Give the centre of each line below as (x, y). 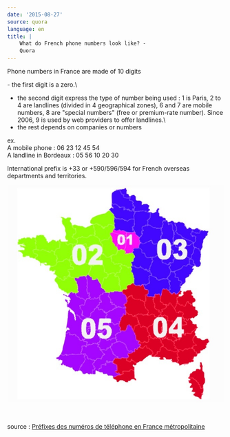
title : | (20, 36)
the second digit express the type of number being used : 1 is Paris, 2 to (119, 98)
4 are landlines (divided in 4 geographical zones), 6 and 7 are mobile (114, 105)
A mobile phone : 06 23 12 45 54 (53, 148)
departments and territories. (47, 176)
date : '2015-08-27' (35, 14)
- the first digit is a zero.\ (42, 85)
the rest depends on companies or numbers (80, 127)
